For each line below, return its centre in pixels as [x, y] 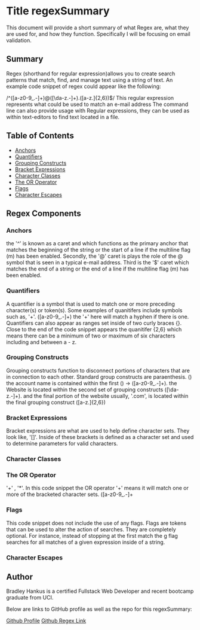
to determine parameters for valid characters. [62, 443]
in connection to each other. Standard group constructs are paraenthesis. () [99, 377]
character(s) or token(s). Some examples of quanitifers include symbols [94, 310]
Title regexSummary [58, 11]
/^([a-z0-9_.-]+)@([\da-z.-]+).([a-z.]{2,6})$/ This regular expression [90, 98]
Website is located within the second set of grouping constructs [85, 389]
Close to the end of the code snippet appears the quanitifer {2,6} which [94, 329]
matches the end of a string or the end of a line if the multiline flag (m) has [98, 269]
